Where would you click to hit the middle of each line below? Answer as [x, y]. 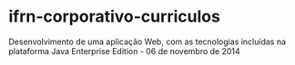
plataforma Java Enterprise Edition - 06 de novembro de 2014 [124, 51]
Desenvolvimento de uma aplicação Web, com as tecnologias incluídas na [147, 42]
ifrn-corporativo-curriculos [114, 17]
